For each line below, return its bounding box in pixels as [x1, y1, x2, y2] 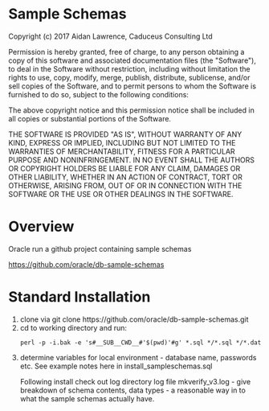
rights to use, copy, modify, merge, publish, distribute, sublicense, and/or [8, 72, 251, 82]
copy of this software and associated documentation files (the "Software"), [8, 55, 257, 65]
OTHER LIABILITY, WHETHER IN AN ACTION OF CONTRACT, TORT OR [8, 172, 243, 182]
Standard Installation [8, 288, 151, 306]
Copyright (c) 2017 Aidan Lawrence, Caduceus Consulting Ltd [8, 31, 213, 41]
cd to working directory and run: [19, 323, 127, 332]
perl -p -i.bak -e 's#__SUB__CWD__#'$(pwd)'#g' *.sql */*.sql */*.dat [19, 339, 262, 347]
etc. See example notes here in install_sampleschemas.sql [19, 361, 213, 371]
